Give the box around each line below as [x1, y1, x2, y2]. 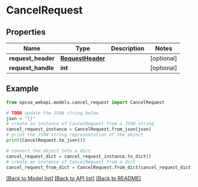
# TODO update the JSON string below [6, 110, 99, 116]
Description [111, 45, 145, 52]
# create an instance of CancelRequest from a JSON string [6, 121, 154, 127]
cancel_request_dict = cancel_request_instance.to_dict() [6, 153, 151, 159]
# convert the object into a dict [6, 148, 91, 153]
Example [6, 84, 39, 94]
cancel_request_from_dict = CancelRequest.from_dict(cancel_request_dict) [6, 164, 194, 171]
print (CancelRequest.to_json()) [6, 138, 85, 143]
